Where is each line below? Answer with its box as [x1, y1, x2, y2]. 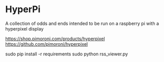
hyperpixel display [5, 25, 44, 32]
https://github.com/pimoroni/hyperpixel [5, 41, 88, 47]
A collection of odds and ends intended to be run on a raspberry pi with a [5, 20, 159, 26]
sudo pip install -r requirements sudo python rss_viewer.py [5, 51, 128, 57]
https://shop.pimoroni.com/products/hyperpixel [5, 36, 105, 42]
